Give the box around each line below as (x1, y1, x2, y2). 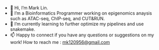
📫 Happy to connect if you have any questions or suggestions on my (10, 32, 154, 38)
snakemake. (10, 26, 35, 32)
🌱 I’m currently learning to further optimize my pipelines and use (10, 21, 144, 27)
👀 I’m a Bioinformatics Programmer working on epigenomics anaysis (10, 10, 152, 16)
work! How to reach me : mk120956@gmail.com (10, 39, 110, 45)
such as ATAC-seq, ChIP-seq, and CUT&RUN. (10, 16, 105, 21)
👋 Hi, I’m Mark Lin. (10, 5, 48, 11)
